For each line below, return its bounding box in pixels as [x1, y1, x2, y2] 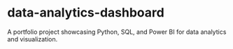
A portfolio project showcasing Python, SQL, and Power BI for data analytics [7, 28, 227, 36]
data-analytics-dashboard [7, 5, 164, 21]
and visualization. [7, 35, 58, 43]
